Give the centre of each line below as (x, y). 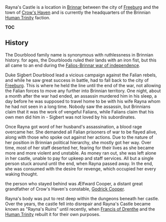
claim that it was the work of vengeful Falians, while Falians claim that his (80, 111)
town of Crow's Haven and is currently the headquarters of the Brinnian (78, 12)
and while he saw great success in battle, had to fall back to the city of (77, 80)
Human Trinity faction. (28, 18)
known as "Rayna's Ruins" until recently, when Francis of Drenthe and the (80, 209)
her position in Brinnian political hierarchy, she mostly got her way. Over (78, 142)
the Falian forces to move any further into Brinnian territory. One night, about (83, 91)
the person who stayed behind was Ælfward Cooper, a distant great (74, 183)
